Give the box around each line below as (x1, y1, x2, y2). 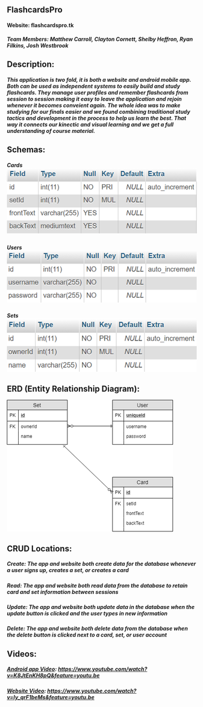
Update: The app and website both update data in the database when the (7, 603, 195, 610)
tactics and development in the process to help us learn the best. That (7, 114, 186, 122)
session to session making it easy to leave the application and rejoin (7, 95, 183, 102)
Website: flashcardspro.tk (7, 21, 74, 29)
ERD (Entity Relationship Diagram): (7, 383, 140, 394)
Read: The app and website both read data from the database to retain (7, 582, 188, 589)
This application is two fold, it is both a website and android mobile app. (7, 76, 192, 83)
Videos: (7, 649, 37, 659)
